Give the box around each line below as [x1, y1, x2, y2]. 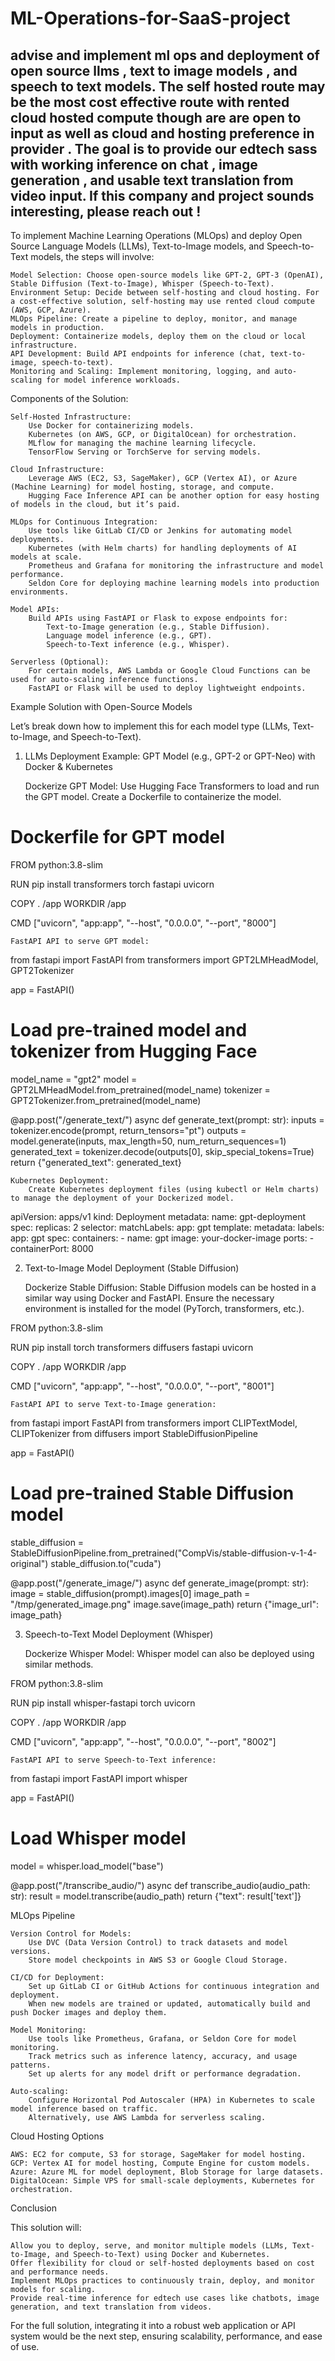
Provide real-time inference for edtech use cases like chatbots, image [10, 2293, 320, 2303]
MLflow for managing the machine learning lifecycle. [28, 438, 257, 448]
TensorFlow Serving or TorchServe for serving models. [28, 447, 262, 457]
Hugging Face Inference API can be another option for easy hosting [28, 491, 320, 501]
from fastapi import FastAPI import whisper [10, 1772, 188, 1784]
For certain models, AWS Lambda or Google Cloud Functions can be [28, 666, 311, 676]
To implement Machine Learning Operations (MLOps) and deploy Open [10, 230, 303, 241]
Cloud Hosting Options [10, 2130, 105, 2142]
